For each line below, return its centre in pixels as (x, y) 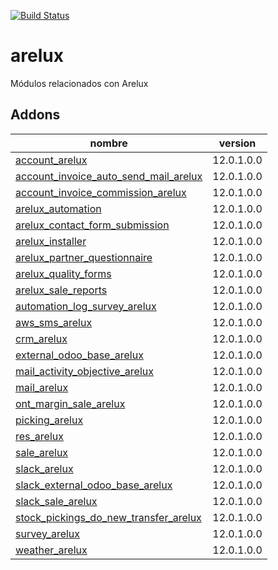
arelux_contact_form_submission (92, 225)
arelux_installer (51, 241)
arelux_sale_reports (61, 290)
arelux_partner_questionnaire (84, 257)
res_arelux (39, 436)
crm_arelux (41, 338)
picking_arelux (49, 420)
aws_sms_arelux (54, 322)
